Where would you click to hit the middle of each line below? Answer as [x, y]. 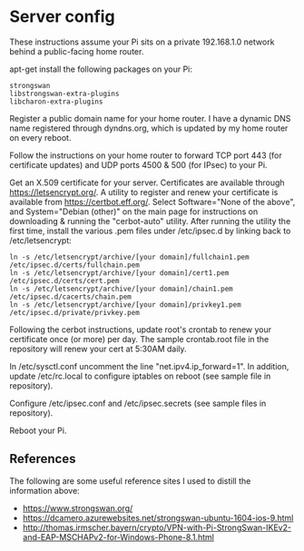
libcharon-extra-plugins [56, 102]
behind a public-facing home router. [77, 51]
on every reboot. [40, 137]
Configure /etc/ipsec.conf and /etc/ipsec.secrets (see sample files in [138, 403]
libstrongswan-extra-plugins [64, 93]
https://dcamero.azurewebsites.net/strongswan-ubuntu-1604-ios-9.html [158, 517]
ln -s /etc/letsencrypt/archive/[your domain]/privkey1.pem [126, 305]
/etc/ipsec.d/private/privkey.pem [75, 312]
